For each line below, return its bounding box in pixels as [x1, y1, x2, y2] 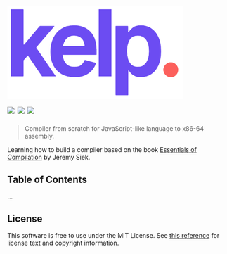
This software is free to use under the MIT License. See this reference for [7, 231, 220, 240]
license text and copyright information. [7, 239, 119, 248]
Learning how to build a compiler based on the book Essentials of [7, 146, 197, 154]
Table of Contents [7, 173, 88, 185]
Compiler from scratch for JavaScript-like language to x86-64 [24, 125, 205, 133]
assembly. [24, 132, 55, 141]
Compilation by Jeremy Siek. [7, 153, 91, 162]
